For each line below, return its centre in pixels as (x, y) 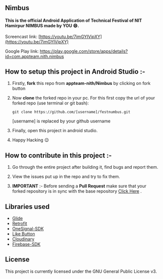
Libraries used (27, 207)
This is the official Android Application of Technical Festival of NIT (74, 20)
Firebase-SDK (26, 244)
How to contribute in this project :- (59, 155)
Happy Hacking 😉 (31, 140)
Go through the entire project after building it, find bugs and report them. (85, 167)
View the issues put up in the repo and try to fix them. (66, 177)
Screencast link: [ (23, 37)
